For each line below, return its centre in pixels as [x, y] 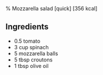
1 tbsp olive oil [31, 66]
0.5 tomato [27, 41]
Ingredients [27, 27]
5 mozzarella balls [36, 53]
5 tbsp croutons [33, 59]
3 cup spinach [31, 47]
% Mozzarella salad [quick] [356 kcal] [51, 8]
